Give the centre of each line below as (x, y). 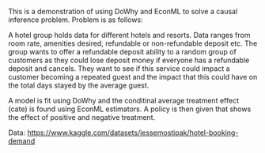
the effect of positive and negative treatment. (82, 117)
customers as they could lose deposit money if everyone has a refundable (129, 60)
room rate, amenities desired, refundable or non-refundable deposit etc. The (133, 43)
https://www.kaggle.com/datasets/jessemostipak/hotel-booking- (133, 132)
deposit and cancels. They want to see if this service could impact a (119, 69)
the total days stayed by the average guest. (79, 85)
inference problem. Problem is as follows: (76, 20)
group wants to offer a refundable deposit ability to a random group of (123, 52)
